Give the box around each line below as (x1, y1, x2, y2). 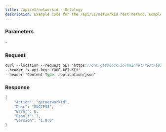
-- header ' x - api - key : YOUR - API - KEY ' (5, 67, 81, 72)
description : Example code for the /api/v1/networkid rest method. (5, 12, 147, 17)
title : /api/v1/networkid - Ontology (5, 7, 83, 12)
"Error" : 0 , (14, 109, 39, 114)
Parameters (5, 28, 34, 35)
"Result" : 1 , (14, 113, 41, 119)
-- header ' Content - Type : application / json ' (5, 72, 96, 77)
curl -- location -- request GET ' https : (5, 63, 87, 68)
